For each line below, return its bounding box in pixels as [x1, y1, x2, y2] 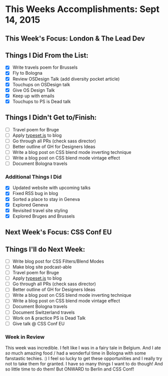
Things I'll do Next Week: [5, 245, 85, 254]
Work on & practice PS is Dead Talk [12, 315, 86, 321]
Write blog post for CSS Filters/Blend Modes [12, 258, 104, 264]
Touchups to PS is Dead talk [12, 98, 71, 104]
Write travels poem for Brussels [12, 64, 78, 71]
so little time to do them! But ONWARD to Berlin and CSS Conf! [5, 366, 134, 372]
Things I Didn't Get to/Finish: [5, 113, 97, 122]
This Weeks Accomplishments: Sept [5, 4, 159, 15]
